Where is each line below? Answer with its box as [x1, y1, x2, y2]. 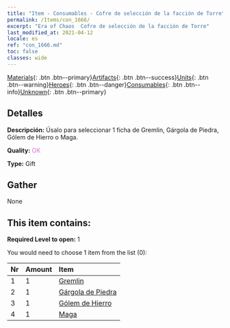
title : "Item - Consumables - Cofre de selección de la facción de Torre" [7, 10, 225, 17]
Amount [25, 264, 53, 274]
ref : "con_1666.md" [7, 42, 63, 49]
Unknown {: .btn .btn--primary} [20, 87, 107, 96]
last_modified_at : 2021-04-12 [7, 29, 94, 36]
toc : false [7, 49, 38, 55]
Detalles [7, 107, 43, 120]
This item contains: [7, 217, 91, 229]
